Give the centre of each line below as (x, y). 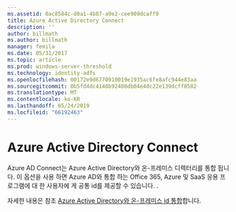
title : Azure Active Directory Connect (66, 20)
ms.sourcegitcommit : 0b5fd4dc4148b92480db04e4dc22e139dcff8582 (102, 86)
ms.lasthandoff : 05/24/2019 (49, 106)
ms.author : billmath (38, 40)
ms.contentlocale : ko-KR (44, 100)
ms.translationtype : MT (42, 93)
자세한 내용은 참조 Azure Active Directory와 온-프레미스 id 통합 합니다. (104, 200)
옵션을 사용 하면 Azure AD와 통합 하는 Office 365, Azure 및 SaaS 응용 (121, 177)
